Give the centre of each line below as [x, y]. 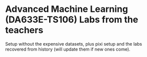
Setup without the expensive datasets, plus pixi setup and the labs [73, 44]
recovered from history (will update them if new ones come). [68, 49]
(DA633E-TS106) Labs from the [72, 20]
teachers [24, 30]
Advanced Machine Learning [67, 9]
